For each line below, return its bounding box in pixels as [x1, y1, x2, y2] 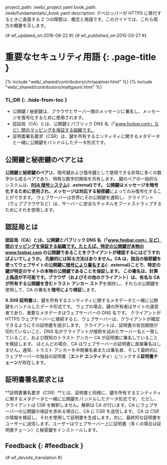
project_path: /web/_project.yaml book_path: [5, 4, 97, 10]
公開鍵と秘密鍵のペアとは [5, 155, 83, 164]
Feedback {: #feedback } [5, 442, 83, 450]
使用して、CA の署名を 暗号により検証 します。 [5, 286, 99, 292]
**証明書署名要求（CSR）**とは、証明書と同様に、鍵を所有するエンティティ [5, 389, 162, 395]
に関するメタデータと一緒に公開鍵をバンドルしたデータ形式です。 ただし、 [5, 395, 159, 402]
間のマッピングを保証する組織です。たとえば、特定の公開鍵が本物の [5, 243, 144, 249]
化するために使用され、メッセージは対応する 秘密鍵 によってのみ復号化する [5, 188, 158, 194]
